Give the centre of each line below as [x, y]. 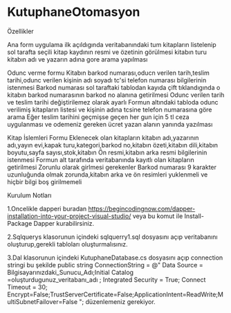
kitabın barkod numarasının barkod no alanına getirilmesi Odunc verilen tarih [116, 95]
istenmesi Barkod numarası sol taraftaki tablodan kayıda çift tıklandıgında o [114, 87]
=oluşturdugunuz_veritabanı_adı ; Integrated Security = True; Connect [107, 279]
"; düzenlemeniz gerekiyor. [117, 301]
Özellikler [21, 31]
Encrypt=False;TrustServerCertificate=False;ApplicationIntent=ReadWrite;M [115, 294]
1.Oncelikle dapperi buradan [47, 208]
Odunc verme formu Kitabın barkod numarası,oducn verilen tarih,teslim [108, 73]
